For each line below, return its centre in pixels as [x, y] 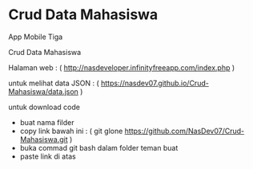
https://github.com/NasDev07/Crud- [185, 131]
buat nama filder [47, 122]
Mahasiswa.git [44, 139]
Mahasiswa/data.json [43, 91]
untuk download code [44, 107]
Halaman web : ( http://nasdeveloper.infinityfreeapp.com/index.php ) [122, 67]
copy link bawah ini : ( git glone [71, 131]
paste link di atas [48, 156]
